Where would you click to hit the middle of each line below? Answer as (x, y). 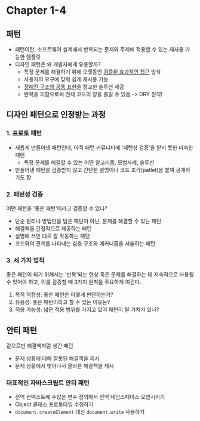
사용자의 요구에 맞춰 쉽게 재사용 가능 (66, 79)
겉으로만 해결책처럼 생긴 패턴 (40, 346)
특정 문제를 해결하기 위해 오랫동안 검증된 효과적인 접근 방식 (92, 72)
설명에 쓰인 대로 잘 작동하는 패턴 (52, 236)
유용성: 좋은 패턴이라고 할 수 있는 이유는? (62, 302)
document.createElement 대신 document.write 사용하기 (80, 412)
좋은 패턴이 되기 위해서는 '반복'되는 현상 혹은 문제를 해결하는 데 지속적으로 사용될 (100, 275)
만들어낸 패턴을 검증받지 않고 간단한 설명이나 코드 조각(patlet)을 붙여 (95, 170)
